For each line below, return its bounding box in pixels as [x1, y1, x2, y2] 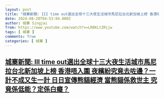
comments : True [5, 34, 36, 39]
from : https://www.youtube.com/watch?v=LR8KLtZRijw [5, 25, 112, 30]
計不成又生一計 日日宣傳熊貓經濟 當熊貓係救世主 [5, 76, 149, 84]
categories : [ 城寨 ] [5, 39, 48, 44]
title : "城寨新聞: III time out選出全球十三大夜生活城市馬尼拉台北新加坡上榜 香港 [5, 12, 157, 16]
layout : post [5, 7, 32, 12]
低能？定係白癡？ [18, 85, 69, 94]
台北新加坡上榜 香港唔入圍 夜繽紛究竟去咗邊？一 [11, 67, 156, 75]
